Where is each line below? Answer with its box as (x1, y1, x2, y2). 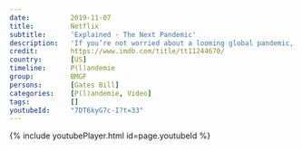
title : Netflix (9, 22, 100, 31)
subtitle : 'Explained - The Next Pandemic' (9, 30, 197, 39)
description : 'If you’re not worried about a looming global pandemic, (9, 38, 295, 48)
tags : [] (9, 97, 79, 107)
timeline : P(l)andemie (9, 64, 116, 73)
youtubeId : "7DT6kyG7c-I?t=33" (9, 106, 144, 115)
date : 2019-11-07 (9, 13, 112, 23)
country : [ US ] (9, 55, 88, 64)
